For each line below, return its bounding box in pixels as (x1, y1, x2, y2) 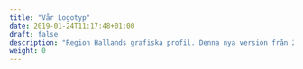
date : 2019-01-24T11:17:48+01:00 (9, 22, 135, 30)
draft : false (9, 30, 59, 39)
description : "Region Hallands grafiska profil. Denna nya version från (9, 38, 289, 47)
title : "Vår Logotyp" (9, 13, 91, 22)
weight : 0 (9, 47, 47, 56)
